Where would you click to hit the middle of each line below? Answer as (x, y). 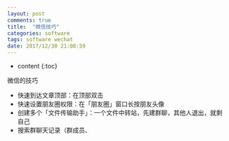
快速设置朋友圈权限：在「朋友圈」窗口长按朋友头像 (91, 104)
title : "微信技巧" (34, 27)
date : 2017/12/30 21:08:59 (46, 46)
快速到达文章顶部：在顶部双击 (60, 95)
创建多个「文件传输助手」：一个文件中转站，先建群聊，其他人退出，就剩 (120, 113)
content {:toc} (37, 66)
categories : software (39, 33)
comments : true (29, 20)
